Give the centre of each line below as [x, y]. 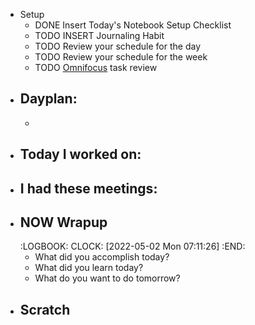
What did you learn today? [89, 268]
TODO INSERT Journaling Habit [99, 35]
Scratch [45, 309]
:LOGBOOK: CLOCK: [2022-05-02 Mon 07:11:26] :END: [132, 246]
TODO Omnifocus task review [96, 67]
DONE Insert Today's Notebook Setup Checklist [133, 25]
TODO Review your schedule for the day [117, 46]
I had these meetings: [88, 188]
